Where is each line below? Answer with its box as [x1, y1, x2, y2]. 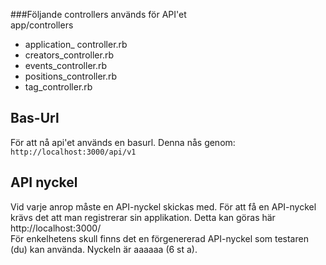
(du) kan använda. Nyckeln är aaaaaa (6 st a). [10, 243, 198, 255]
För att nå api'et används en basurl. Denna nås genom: [10, 136, 236, 148]
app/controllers [10, 19, 74, 31]
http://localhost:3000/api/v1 [10, 147, 137, 157]
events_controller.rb [24, 60, 108, 71]
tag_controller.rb [24, 81, 93, 93]
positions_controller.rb [24, 70, 118, 82]
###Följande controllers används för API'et [10, 9, 187, 20]
